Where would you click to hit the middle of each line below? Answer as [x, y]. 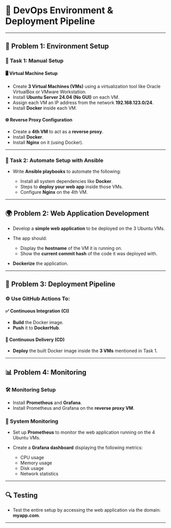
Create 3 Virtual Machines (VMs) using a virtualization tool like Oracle [87, 87]
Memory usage [36, 463]
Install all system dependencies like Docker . [66, 181]
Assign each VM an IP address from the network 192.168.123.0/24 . [83, 103]
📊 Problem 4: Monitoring [46, 372]
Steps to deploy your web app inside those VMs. [72, 187]
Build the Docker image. [38, 323]
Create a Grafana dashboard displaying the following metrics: [78, 447]
